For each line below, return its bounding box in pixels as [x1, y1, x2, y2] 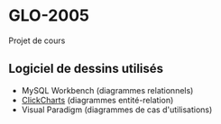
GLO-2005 [8, 5, 89, 26]
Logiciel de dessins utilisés [8, 61, 164, 76]
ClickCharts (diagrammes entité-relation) [21, 94, 174, 105]
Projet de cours [8, 35, 66, 46]
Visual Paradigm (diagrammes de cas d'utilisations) [21, 104, 213, 115]
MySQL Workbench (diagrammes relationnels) [21, 84, 194, 95]
